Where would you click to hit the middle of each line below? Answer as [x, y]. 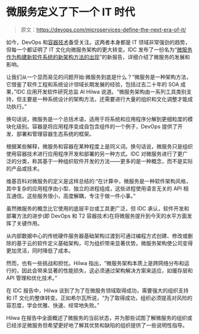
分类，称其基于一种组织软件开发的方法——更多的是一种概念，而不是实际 [105, 161]
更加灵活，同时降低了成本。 [40, 250]
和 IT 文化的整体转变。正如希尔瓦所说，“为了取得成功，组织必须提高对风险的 [99, 298]
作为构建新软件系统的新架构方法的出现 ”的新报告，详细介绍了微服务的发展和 [98, 57]
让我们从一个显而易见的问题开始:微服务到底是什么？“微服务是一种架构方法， [99, 77]
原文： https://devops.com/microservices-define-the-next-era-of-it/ [103, 30]
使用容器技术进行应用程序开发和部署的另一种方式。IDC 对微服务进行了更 [94, 154]
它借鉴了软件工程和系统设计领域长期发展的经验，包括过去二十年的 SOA [93, 84]
